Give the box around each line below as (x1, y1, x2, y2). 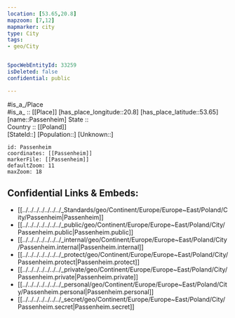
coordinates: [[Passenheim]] (7, 150, 93, 157)
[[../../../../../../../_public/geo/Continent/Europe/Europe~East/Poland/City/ (17, 220, 226, 229)
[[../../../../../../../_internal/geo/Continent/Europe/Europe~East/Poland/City (17, 236, 228, 244)
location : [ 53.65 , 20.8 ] (7, 10, 77, 18)
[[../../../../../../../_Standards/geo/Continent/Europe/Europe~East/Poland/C (17, 206, 228, 214)
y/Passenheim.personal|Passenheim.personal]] (17, 288, 154, 296)
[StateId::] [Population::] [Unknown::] (7, 130, 114, 138)
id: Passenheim (7, 143, 52, 151)
